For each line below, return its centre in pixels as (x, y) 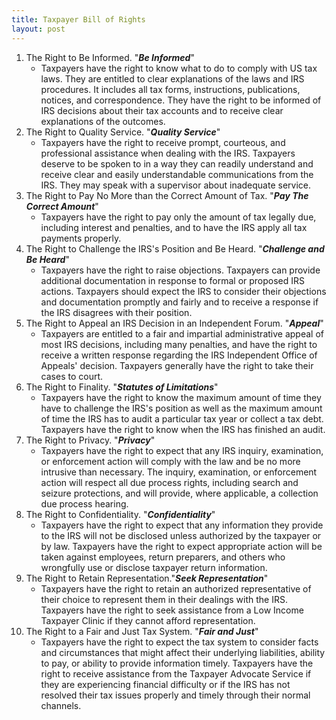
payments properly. (81, 238)
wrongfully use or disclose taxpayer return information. (154, 567)
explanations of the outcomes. (103, 121)
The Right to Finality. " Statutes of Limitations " (122, 387)
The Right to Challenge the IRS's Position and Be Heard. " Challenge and (175, 248)
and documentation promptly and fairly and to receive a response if (179, 302)
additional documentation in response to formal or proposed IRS (173, 280)
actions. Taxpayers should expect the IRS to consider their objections (183, 291)
